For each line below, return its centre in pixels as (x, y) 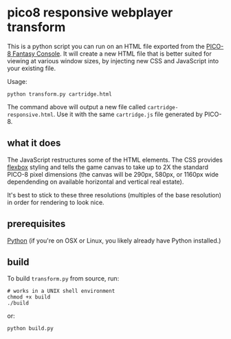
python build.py (30, 329)
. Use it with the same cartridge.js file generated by (128, 114)
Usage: (17, 81)
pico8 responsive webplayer (90, 13)
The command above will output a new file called (77, 107)
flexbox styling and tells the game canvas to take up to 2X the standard (108, 167)
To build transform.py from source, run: (63, 278)
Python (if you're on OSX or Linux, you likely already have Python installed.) (114, 240)
